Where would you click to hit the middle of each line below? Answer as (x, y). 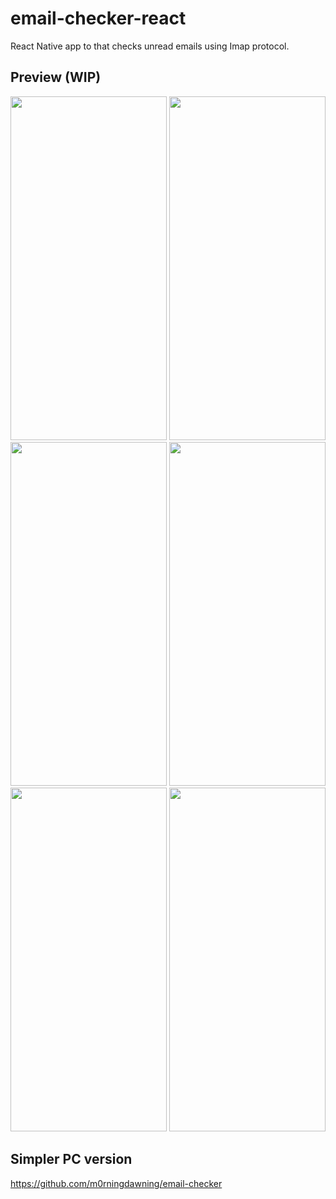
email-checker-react (98, 18)
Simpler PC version (71, 1159)
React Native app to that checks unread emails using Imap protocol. (150, 46)
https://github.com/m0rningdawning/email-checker (116, 1183)
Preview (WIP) (56, 77)
